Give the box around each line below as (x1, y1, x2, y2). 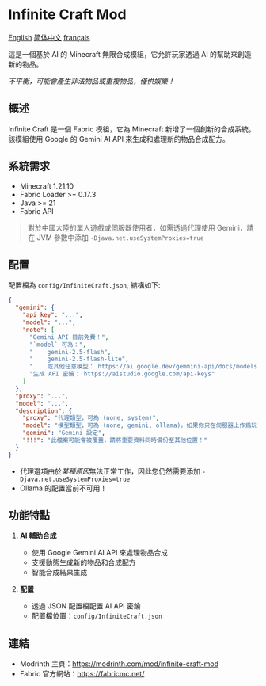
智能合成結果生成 (31, 568, 88, 577)
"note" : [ (22, 326, 55, 333)
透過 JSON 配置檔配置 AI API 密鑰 (31, 601, 141, 611)
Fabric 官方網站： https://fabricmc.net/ (19, 669, 145, 679)
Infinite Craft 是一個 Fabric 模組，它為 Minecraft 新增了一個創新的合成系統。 (8, 124, 256, 134)
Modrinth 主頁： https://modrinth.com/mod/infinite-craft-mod (19, 659, 219, 669)
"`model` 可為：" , (28, 341, 87, 349)
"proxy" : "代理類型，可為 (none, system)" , (22, 414, 160, 422)
